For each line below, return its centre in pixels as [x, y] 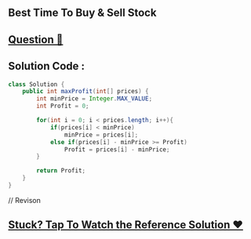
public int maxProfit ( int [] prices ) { [85, 92]
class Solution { [36, 84]
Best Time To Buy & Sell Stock [82, 13]
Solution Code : [46, 66]
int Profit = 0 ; [63, 106]
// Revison [25, 200]
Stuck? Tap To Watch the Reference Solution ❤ [125, 225]
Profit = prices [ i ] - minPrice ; [117, 149]
